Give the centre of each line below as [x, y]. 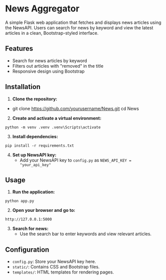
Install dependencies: [35, 136]
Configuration [27, 249]
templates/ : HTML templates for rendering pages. [63, 272]
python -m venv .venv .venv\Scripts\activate [53, 127]
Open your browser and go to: [44, 210]
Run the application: [34, 192]
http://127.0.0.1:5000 [28, 219]
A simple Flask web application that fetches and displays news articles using [83, 22]
